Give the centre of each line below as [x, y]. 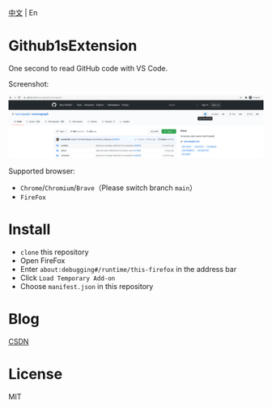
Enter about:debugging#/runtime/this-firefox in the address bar [128, 269]
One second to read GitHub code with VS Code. [88, 68]
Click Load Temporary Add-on [68, 278]
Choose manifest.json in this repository [87, 286]
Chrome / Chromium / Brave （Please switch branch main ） [108, 187]
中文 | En [23, 13]
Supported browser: [42, 171]
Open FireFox [42, 260]
